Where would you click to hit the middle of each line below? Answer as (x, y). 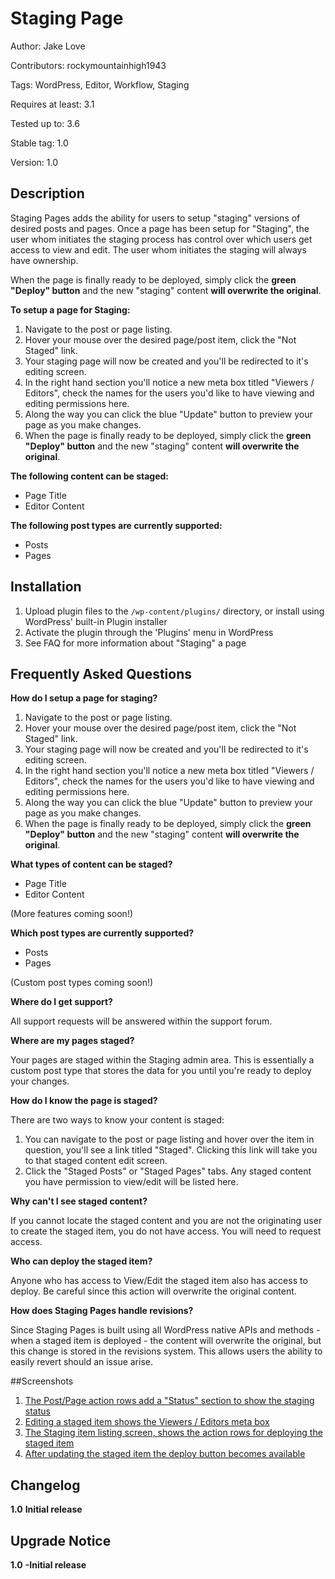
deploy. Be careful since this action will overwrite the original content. (153, 1291)
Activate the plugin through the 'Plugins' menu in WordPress (149, 632)
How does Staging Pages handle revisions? (102, 1311)
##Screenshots (42, 1381)
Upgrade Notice (61, 1540)
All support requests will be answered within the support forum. (141, 1021)
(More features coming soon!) (72, 914)
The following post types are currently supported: (116, 525)
